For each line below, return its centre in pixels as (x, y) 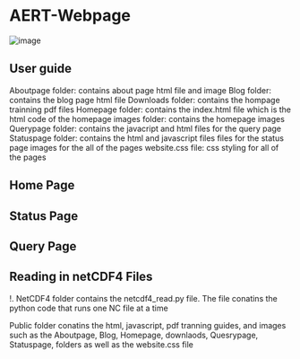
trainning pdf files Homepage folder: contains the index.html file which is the (150, 109)
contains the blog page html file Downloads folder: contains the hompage (145, 100)
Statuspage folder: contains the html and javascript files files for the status (147, 138)
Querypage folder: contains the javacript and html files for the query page (146, 128)
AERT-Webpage (70, 16)
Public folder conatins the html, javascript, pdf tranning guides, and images (148, 325)
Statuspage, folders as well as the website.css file (102, 344)
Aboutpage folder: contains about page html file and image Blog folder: (140, 90)
